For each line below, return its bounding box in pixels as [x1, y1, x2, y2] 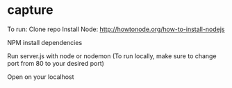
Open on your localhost [7, 72, 74, 81]
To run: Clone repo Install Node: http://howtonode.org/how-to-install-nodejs [7, 25, 225, 33]
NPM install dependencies [7, 38, 83, 46]
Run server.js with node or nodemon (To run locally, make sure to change [7, 51, 217, 60]
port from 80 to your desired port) [7, 59, 104, 67]
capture [7, 2, 53, 18]
